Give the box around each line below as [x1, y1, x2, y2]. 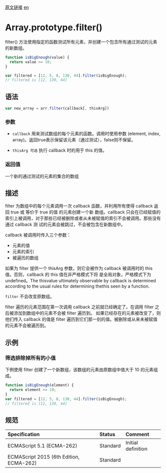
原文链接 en [5, 4, 29, 10]
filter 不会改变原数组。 [5, 294, 54, 300]
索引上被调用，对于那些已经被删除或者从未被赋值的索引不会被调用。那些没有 [5, 215, 161, 221]
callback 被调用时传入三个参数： [5, 232, 71, 238]
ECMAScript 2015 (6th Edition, [7, 454, 80, 461]
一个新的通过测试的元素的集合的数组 [5, 173, 79, 179]
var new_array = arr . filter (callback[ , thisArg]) [5, 106, 110, 111]
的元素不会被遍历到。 [5, 323, 48, 329]
